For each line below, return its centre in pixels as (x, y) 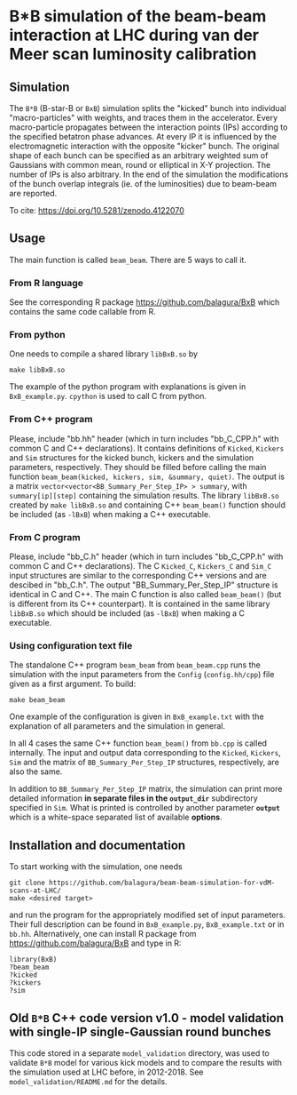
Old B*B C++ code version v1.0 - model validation (147, 1018)
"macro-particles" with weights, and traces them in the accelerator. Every (144, 118)
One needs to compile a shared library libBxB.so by (103, 354)
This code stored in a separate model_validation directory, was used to (140, 1053)
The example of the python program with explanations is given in (128, 387)
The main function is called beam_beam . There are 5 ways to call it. (128, 260)
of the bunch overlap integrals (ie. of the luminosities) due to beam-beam (143, 184)
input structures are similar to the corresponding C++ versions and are (138, 575)
